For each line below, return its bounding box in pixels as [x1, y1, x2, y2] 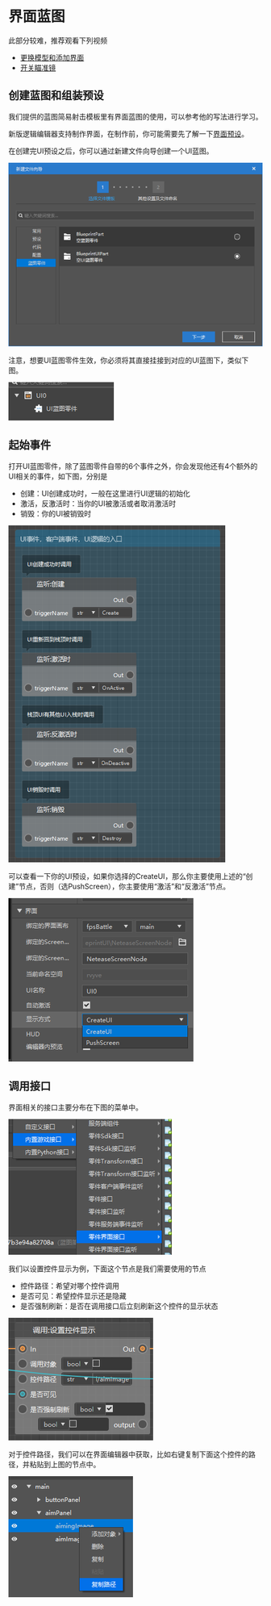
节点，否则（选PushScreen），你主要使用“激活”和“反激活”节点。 [19, 881, 231, 891]
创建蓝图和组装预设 [8, 89, 104, 102]
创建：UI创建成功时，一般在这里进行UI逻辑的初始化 [19, 488, 191, 498]
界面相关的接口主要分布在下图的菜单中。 [8, 1102, 143, 1112]
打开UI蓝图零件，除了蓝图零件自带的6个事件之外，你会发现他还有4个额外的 [8, 461, 258, 471]
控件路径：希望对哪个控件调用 [19, 1281, 119, 1290]
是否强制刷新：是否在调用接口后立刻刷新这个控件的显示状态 [19, 1301, 219, 1311]
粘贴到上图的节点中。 [29, 1459, 101, 1469]
